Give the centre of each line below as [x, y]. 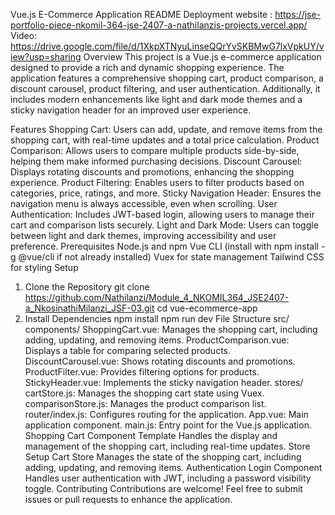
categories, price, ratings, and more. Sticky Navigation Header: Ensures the [166, 193]
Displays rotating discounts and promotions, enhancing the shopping [152, 172]
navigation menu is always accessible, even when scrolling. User [144, 203]
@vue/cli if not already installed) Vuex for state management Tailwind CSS [171, 257]
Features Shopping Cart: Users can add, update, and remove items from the [166, 129]
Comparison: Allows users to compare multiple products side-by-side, [155, 150]
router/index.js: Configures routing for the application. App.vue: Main [166, 414]
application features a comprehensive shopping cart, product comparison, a [167, 78]
